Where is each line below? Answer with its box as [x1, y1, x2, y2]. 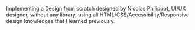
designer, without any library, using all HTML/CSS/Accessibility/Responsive [6, 11, 189, 18]
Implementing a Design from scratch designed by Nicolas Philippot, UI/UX [6, 5, 186, 12]
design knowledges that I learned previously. [6, 18, 115, 24]
